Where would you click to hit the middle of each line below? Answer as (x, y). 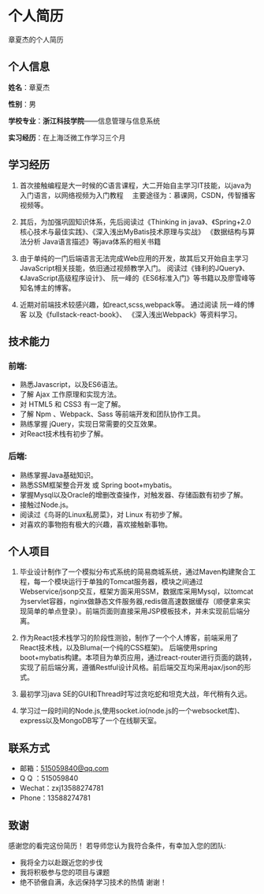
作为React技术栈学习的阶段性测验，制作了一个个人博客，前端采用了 (129, 638)
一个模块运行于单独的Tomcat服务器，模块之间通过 (122, 582)
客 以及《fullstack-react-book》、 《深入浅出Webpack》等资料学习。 (130, 314)
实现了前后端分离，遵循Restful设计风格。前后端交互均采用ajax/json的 (132, 668)
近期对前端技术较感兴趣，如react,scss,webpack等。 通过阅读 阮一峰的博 (137, 304)
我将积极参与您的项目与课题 (65, 872)
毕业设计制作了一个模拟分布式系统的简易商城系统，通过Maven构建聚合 (134, 572)
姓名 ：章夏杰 (29, 87)
